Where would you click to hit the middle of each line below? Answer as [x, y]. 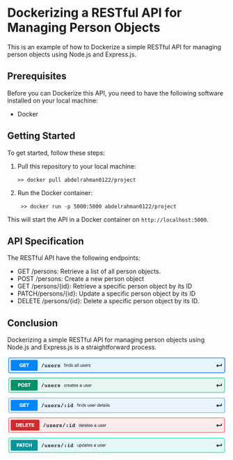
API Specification [46, 241]
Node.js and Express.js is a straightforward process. [82, 347]
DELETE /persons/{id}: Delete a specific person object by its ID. [108, 301]
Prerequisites [37, 76]
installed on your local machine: [53, 100]
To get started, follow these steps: [56, 153]
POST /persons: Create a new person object [81, 279]
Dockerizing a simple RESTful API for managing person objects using [106, 340]
